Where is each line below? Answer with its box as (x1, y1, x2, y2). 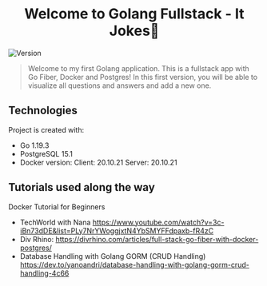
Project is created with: (8, 125, 85, 134)
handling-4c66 (19, 268, 70, 278)
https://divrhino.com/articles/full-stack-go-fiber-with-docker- (55, 234, 259, 244)
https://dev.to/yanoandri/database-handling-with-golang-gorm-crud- (19, 260, 249, 269)
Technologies (8, 104, 78, 117)
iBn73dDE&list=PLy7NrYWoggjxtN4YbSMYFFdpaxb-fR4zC (19, 225, 214, 236)
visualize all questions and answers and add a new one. (27, 81, 212, 90)
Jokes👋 (109, 22, 160, 40)
